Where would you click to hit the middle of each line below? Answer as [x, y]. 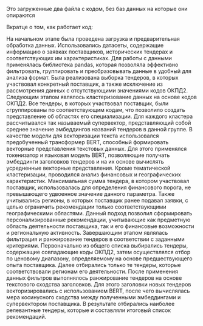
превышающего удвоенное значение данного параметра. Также [91, 194]
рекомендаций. [26, 317]
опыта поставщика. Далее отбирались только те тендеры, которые [94, 265]
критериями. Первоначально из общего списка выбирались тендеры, [97, 245]
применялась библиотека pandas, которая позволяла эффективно [92, 64]
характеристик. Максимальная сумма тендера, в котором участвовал [98, 181]
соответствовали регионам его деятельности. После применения [92, 271]
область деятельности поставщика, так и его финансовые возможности [100, 226]
